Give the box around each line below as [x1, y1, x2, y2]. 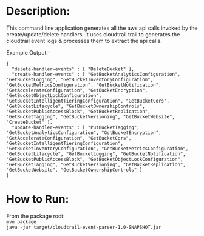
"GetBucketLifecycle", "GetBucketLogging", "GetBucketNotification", [6, 150, 186, 157]
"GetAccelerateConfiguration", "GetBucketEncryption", [6, 87, 148, 93]
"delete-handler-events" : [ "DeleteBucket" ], [12, 66, 135, 72]
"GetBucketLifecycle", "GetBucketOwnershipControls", [6, 103, 146, 109]
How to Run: [6, 192, 69, 206]
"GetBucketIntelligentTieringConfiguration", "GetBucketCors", [6, 98, 170, 104]
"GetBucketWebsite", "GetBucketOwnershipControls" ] [6, 167, 143, 173]
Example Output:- [6, 49, 50, 56]
